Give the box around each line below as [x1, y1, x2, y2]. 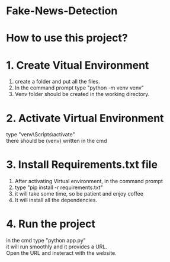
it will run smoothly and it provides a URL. [6, 243, 108, 250]
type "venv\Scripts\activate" [6, 131, 75, 138]
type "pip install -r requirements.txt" [14, 184, 103, 191]
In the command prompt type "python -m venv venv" [14, 84, 144, 91]
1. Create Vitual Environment [6, 58, 149, 72]
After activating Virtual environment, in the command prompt [14, 178, 163, 185]
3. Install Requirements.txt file [6, 158, 158, 171]
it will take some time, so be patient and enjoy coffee [14, 190, 144, 197]
